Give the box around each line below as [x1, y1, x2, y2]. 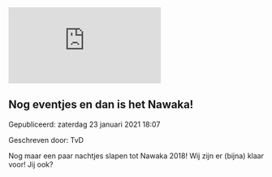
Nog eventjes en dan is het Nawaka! [8, 97, 194, 112]
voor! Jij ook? [8, 159, 54, 169]
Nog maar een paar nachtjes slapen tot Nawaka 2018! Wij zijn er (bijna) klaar [8, 150, 264, 161]
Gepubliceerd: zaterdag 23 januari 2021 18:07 [8, 119, 161, 129]
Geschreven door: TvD [8, 135, 84, 145]
